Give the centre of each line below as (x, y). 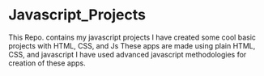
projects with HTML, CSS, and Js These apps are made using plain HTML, (132, 45)
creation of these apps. (47, 63)
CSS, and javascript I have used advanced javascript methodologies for (128, 54)
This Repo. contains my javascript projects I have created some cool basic (132, 37)
